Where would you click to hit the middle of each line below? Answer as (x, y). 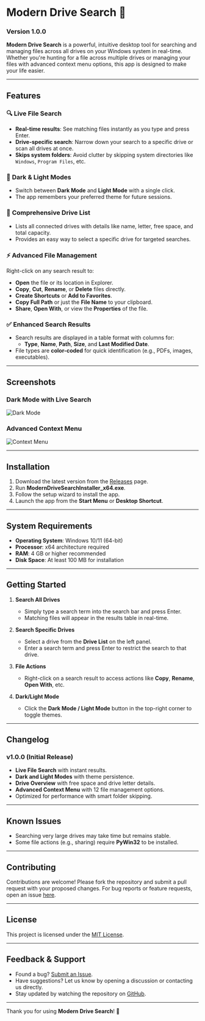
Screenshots (31, 382)
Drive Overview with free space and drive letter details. (85, 783)
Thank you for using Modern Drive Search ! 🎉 (63, 1011)
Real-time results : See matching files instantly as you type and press (102, 129)
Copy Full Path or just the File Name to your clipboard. (84, 302)
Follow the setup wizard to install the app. (67, 494)
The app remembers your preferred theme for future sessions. (93, 197)
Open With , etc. (45, 684)
